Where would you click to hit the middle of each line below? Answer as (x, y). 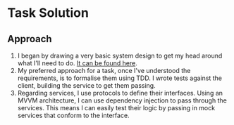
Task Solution (48, 13)
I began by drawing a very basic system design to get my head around (120, 55)
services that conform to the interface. (73, 115)
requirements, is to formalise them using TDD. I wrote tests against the (119, 78)
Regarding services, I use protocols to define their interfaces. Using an (120, 93)
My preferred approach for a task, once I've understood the (104, 71)
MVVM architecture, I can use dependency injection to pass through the (122, 100)
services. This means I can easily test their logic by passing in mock (116, 108)
